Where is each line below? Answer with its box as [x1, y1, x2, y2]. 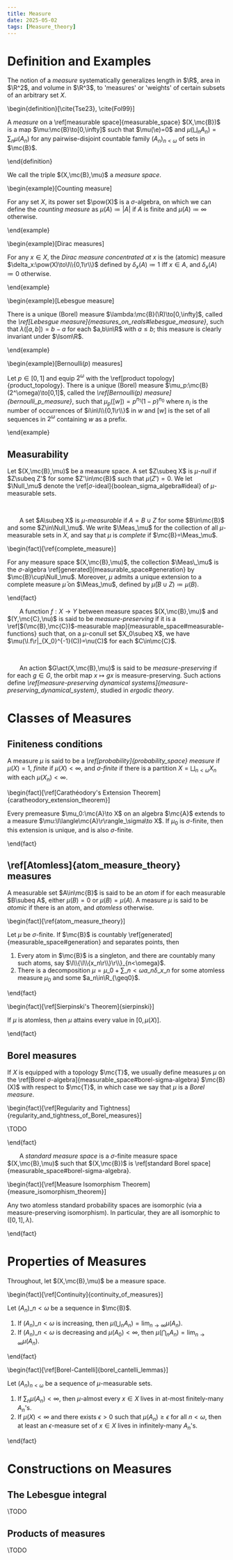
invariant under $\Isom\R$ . [7, 332, 84, 340]
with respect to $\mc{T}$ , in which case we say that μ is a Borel [21, 1083, 205, 1092]
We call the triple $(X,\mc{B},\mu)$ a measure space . [7, 170, 162, 178]
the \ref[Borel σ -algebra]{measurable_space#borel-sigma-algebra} [7, 1076, 200, 1084]
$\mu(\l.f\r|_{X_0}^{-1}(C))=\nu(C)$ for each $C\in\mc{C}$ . [7, 637, 177, 645]
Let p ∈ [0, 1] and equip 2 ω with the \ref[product [7, 372, 146, 382]
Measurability [7, 448, 69, 460]
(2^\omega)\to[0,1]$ [7, 388, 64, 397]
